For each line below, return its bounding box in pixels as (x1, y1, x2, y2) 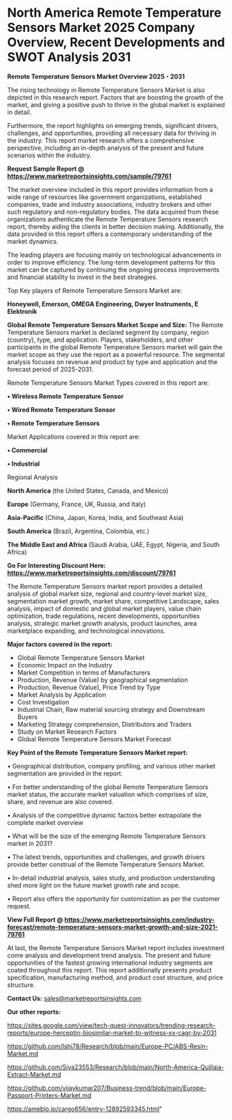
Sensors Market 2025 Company (7, 19, 196, 36)
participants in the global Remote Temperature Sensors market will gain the (7, 342, 223, 351)
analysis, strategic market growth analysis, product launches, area (7, 619, 197, 627)
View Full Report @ (7, 915, 64, 924)
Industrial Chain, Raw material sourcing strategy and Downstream (17, 705, 205, 713)
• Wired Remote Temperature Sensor (7, 405, 116, 413)
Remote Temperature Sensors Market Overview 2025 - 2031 (7, 72, 185, 81)
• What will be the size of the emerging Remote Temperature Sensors (7, 832, 206, 840)
